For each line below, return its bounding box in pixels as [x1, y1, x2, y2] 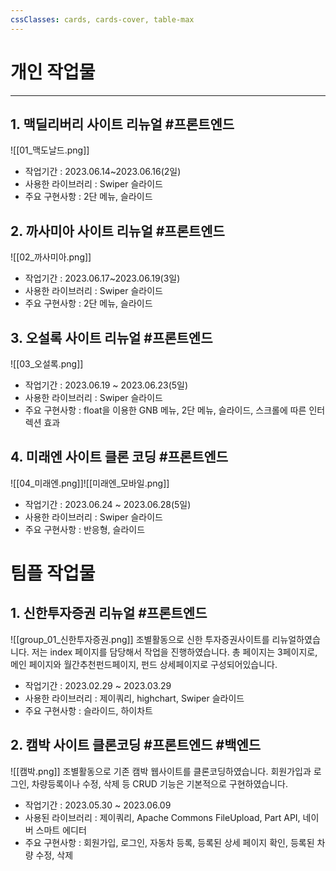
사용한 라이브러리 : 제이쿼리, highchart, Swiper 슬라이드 [24, 692, 245, 704]
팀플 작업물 [10, 562, 96, 585]
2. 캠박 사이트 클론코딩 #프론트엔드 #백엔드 [10, 737, 262, 754]
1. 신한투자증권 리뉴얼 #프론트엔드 [10, 605, 208, 622]
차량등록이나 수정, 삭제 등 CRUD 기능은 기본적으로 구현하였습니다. [31, 777, 288, 790]
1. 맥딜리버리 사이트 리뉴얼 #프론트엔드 [10, 116, 235, 133]
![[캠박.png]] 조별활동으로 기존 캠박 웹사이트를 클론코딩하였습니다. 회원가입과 [10, 765, 312, 777]
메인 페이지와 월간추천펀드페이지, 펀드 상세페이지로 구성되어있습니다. [10, 658, 278, 670]
